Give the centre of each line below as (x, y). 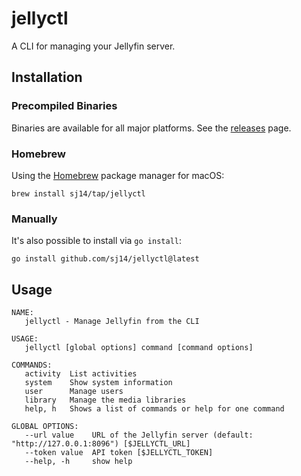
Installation (47, 77)
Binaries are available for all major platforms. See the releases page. (151, 128)
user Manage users (74, 392)
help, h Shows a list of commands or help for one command (154, 409)
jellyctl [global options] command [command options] (139, 348)
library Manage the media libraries (105, 400)
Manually (34, 219)
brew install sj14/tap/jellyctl (78, 193)
